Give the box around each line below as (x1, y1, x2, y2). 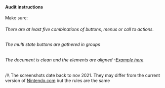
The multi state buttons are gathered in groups (5, 42, 100, 47)
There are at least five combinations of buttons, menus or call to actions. (5, 26, 154, 32)
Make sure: (5, 15, 28, 21)
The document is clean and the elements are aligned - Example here (5, 57, 144, 63)
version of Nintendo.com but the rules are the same (5, 77, 110, 84)
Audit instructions (5, 4, 43, 10)
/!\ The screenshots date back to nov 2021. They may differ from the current (5, 72, 161, 78)
